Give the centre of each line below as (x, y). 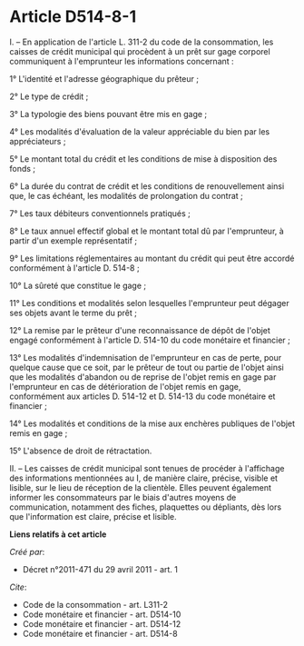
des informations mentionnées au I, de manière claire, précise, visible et (144, 478)
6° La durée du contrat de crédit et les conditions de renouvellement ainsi (147, 186)
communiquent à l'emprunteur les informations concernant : (122, 61)
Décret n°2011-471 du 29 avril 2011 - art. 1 (100, 569)
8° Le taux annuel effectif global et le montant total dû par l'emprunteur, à (147, 231)
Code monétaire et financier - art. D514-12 (102, 623)
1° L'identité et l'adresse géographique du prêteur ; (104, 78)
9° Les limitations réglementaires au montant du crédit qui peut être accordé (152, 258)
